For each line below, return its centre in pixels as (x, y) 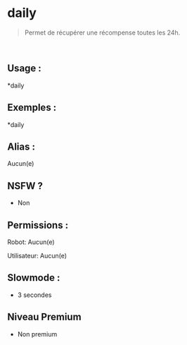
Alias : (21, 146)
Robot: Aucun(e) (31, 242)
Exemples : (32, 108)
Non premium (37, 334)
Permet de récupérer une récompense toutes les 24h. (102, 32)
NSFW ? (25, 186)
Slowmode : (34, 278)
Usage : (25, 68)
